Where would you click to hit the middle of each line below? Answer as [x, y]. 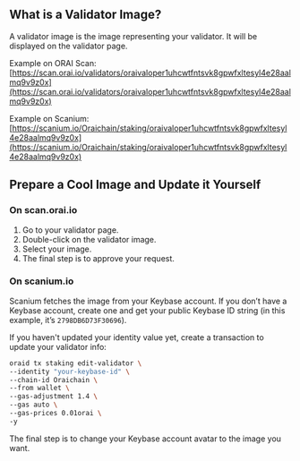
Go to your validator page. [70, 230]
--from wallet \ [39, 388]
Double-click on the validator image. [89, 239]
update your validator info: [58, 346]
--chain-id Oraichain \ [54, 380]
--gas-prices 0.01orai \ [56, 414]
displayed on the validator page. [69, 46]
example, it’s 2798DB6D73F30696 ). [68, 320]
